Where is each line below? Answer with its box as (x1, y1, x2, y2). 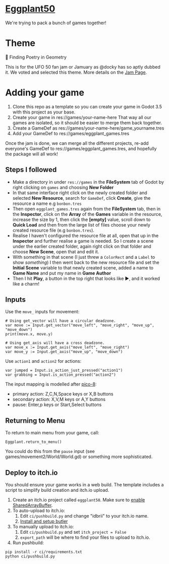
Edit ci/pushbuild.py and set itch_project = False (20, 529, 127, 535)
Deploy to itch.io (5, 468, 58, 477)
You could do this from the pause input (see (5, 448, 95, 455)
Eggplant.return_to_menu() (5, 439, 62, 444)
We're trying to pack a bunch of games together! (5, 20, 107, 26)
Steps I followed (5, 165, 57, 174)
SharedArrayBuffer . (12, 502, 53, 509)
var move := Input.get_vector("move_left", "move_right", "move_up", (5, 323, 155, 328)
